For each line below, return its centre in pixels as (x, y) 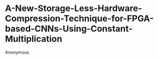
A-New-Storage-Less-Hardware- (74, 8)
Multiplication (34, 39)
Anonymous (17, 52)
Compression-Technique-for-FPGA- (79, 18)
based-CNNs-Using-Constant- (69, 29)
